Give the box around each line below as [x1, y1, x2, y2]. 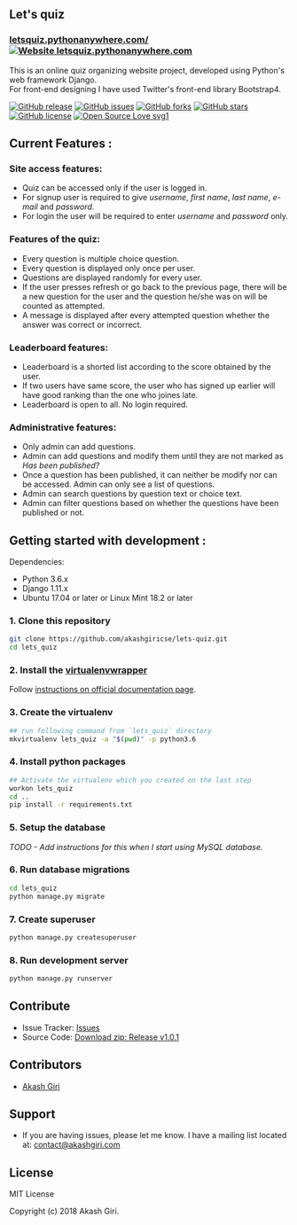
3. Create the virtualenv [9, 706, 113, 719]
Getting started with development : [9, 533, 207, 548]
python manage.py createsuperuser [9, 932, 137, 942]
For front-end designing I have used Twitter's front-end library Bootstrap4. [9, 83, 282, 94]
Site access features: [9, 163, 103, 175]
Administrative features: [9, 421, 117, 433]
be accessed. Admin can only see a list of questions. [21, 479, 215, 490]
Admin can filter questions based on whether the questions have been [21, 498, 279, 509]
